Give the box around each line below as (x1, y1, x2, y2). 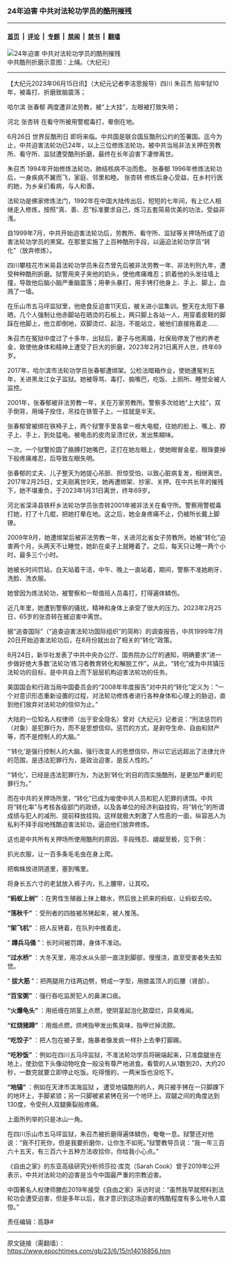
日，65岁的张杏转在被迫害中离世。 (7, 612, 106, 621)
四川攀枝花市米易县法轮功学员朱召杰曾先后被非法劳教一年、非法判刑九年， (7, 261, 220, 269)
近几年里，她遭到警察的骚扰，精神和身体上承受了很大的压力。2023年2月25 (7, 603, 222, 612)
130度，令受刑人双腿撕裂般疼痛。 (7, 1100, 103, 1108)
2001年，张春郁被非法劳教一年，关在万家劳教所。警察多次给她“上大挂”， (7, 398, 215, 406)
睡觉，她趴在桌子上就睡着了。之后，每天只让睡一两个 (67, 541, 220, 550)
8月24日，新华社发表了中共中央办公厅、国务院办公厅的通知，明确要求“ (7, 650, 210, 659)
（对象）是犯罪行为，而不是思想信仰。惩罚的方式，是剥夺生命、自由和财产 (7, 724, 220, 732)
